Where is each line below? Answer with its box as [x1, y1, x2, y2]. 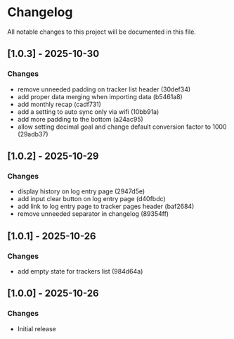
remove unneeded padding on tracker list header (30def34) [17, 85, 191, 94]
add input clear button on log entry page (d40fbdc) [17, 195, 167, 203]
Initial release [17, 324, 56, 333]
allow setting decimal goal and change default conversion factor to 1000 [17, 122, 227, 131]
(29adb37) [17, 129, 48, 138]
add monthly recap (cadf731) [17, 100, 102, 108]
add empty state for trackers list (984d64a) [17, 267, 143, 275]
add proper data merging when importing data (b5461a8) [17, 92, 183, 101]
